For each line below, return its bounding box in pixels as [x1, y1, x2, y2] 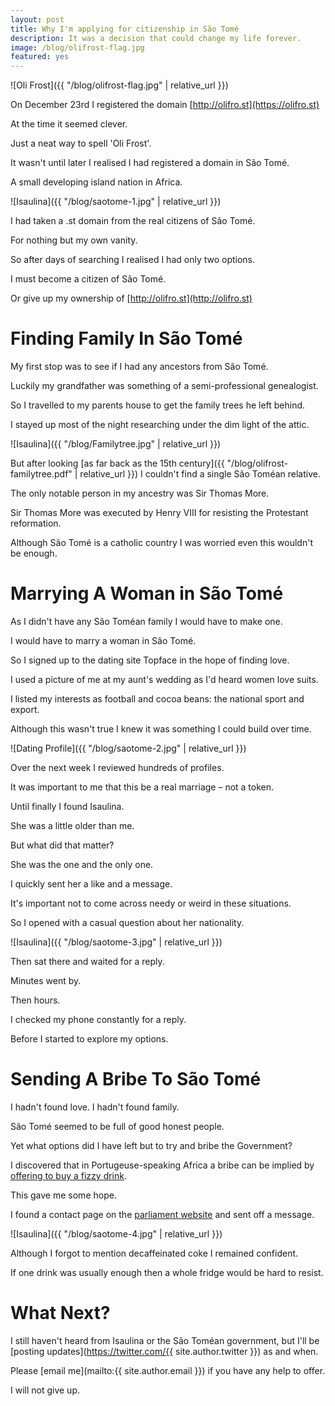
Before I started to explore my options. [10, 1033, 169, 1045]
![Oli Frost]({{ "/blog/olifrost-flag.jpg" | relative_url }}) [10, 79, 229, 91]
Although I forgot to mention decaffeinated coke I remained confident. [10, 1247, 299, 1259]
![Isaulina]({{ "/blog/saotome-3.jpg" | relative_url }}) [10, 936, 223, 948]
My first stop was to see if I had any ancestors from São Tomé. [10, 361, 269, 373]
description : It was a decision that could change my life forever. [10, 33, 302, 43]
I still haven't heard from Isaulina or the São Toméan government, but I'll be [10, 1334, 320, 1346]
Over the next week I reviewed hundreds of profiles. [10, 762, 225, 773]
